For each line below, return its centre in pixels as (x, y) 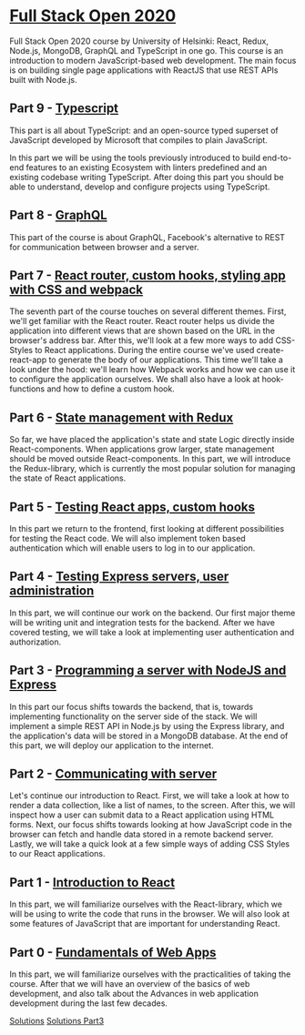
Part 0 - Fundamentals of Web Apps (113, 952)
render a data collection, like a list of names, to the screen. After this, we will (152, 806)
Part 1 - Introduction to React (92, 883)
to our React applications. (57, 854)
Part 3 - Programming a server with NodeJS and (148, 670)
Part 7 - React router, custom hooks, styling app (147, 275)
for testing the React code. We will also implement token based (127, 538)
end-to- (277, 157)
